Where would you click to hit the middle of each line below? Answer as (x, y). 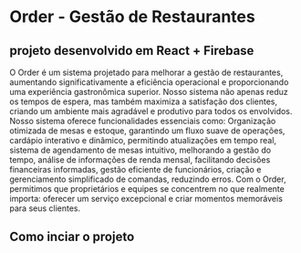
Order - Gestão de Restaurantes (132, 17)
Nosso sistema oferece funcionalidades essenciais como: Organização (143, 121)
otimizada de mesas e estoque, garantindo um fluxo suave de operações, (147, 131)
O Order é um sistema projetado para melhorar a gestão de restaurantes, (146, 72)
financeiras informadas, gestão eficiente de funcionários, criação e (135, 169)
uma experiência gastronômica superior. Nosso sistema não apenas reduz (149, 92)
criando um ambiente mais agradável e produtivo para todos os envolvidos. (151, 111)
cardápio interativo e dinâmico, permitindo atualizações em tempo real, (143, 140)
